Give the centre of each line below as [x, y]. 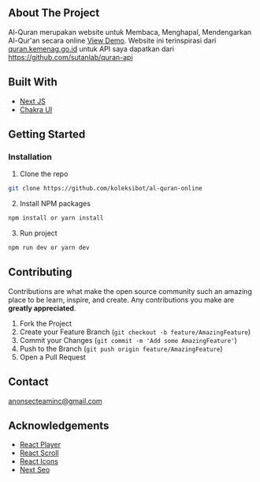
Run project [38, 233]
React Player [40, 445]
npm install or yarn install [56, 218]
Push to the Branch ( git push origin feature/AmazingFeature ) [121, 348]
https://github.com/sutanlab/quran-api [71, 57]
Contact [28, 382]
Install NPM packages [55, 204]
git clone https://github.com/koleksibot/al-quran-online [105, 189]
